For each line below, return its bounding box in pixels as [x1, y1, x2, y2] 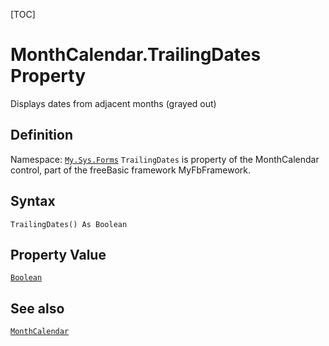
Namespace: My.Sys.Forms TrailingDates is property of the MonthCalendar [10, 153, 320, 165]
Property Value [10, 246, 107, 263]
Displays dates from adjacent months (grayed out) [10, 97, 217, 109]
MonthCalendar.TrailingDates [10, 44, 262, 66]
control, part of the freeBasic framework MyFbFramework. [10, 164, 252, 176]
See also [10, 300, 65, 317]
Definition [10, 127, 73, 144]
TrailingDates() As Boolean [10, 219, 128, 229]
